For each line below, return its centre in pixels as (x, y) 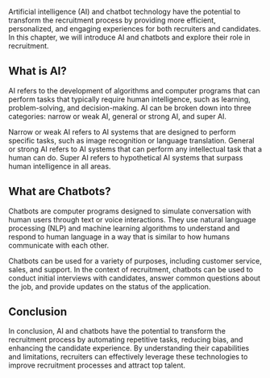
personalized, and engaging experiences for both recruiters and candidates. (135, 29)
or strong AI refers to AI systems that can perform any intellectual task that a (135, 149)
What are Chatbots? (60, 191)
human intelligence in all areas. (60, 166)
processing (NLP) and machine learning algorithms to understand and (124, 228)
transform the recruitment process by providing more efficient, (112, 20)
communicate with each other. (59, 245)
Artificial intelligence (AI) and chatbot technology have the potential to (125, 12)
